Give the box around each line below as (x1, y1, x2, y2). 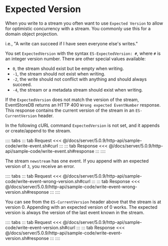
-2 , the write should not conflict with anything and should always (12, 76, 147, 82)
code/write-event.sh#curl (5, 142, 58, 149)
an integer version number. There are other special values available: (5, 55, 146, 61)
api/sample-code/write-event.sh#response (5, 148, 95, 154)
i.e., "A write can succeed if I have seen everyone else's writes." (5, 40, 138, 46)
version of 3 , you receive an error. (5, 163, 75, 169)
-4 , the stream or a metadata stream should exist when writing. (12, 87, 143, 93)
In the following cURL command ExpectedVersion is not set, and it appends (5, 122, 160, 128)
